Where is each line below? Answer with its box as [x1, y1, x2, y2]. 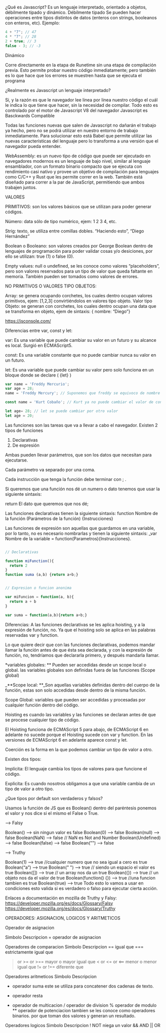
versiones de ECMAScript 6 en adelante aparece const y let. [5, 737, 128, 743]
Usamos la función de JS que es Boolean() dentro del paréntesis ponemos [5, 805, 157, 811]
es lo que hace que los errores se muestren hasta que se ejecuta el [5, 72, 142, 78]
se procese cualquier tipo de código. [5, 717, 80, 723]
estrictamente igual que [5, 949, 53, 955]
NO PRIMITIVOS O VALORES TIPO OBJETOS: [5, 283, 97, 289]
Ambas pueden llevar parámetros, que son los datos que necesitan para [5, 452, 152, 458]
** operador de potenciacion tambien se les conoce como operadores [12, 1007, 156, 1013]
